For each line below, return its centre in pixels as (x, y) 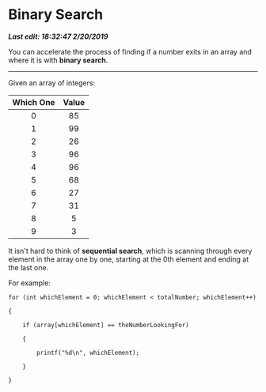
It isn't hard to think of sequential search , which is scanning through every (130, 251)
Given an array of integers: (52, 83)
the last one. (28, 267)
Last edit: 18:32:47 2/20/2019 (58, 36)
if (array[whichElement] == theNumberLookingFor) (106, 325)
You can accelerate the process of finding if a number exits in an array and (130, 51)
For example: (30, 283)
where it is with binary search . (58, 60)
